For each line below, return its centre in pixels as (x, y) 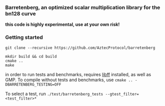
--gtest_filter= (122, 94)
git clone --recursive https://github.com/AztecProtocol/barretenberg (80, 48)
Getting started (24, 37)
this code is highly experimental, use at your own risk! (62, 24)
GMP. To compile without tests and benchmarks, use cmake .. (69, 80)
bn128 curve (20, 13)
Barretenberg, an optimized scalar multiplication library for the (83, 7)
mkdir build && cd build (31, 56)
